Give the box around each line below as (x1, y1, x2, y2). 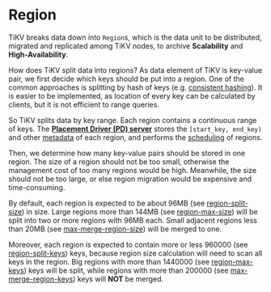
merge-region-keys (8, 273, 74, 284)
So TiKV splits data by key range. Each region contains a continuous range (8, 115, 257, 125)
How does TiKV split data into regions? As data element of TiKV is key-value (8, 65, 263, 74)
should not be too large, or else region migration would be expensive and (8, 174, 252, 184)
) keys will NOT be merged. (72, 273, 164, 284)
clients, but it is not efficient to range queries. (8, 99, 160, 109)
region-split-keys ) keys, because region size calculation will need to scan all (8, 248, 263, 258)
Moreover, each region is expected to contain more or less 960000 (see (8, 239, 248, 249)
